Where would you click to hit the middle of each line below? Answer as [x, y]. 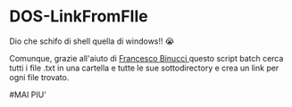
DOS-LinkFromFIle [79, 16]
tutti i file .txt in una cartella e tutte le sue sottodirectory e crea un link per [144, 68]
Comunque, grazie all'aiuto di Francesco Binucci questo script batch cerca [146, 58]
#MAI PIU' [28, 95]
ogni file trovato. [39, 77]
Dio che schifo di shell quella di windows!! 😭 [92, 41]
